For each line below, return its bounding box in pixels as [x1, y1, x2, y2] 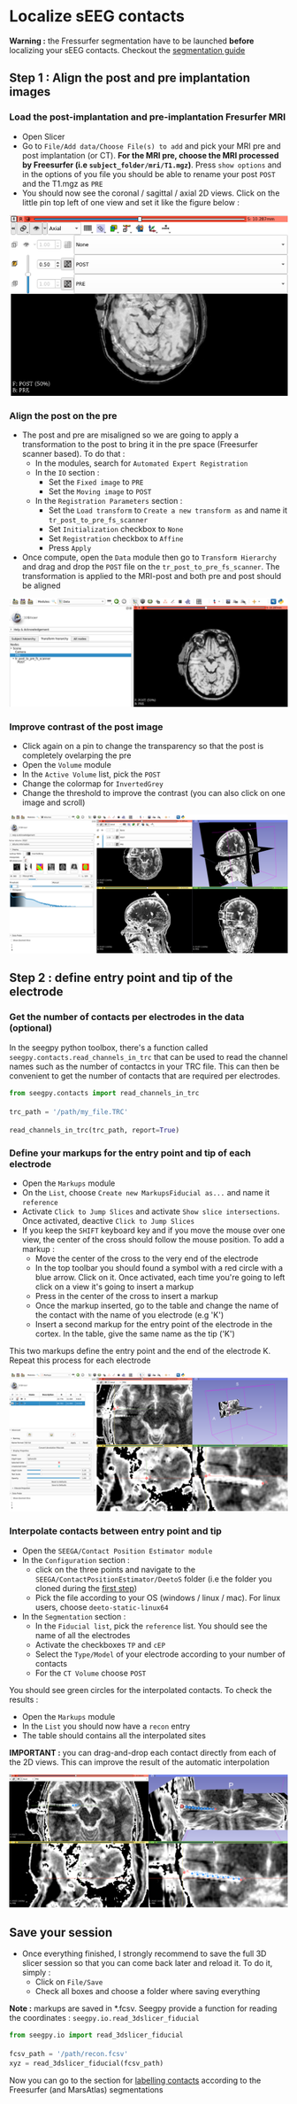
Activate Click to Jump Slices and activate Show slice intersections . [21, 1206, 280, 1217]
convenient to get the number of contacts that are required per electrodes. [9, 1070, 281, 1081]
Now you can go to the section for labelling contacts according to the [9, 2075, 262, 2085]
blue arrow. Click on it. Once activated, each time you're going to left [34, 1272, 286, 1283]
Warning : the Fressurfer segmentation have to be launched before [9, 35, 255, 46]
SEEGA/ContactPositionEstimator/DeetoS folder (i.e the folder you [34, 1574, 272, 1584]
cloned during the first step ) [34, 1582, 138, 1593]
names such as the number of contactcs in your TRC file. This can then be [9, 1061, 280, 1071]
